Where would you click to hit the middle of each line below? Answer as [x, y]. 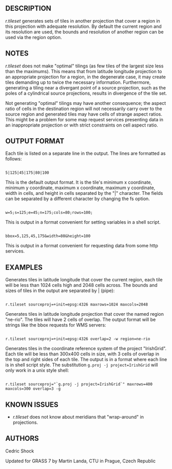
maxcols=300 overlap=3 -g [33, 389]
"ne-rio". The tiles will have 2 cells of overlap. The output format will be [81, 320]
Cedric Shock [20, 451]
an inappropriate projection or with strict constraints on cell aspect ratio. [82, 125]
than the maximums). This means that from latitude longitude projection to [84, 71]
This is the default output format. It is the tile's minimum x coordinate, [79, 183]
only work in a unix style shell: [37, 370]
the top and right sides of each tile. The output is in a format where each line [86, 359]
